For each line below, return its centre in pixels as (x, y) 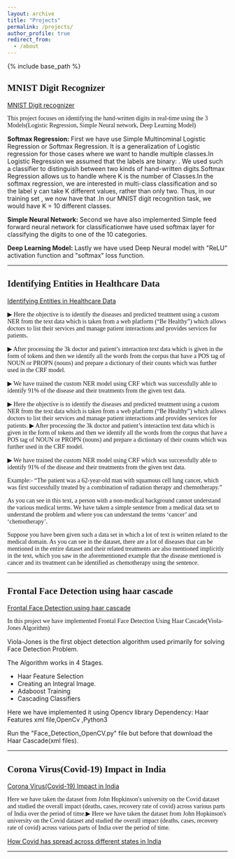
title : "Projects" (34, 20)
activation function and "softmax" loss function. (76, 255)
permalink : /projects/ (40, 27)
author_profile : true (39, 33)
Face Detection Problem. (43, 650)
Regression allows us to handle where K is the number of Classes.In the (111, 176)
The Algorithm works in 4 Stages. (55, 663)
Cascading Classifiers (49, 699)
